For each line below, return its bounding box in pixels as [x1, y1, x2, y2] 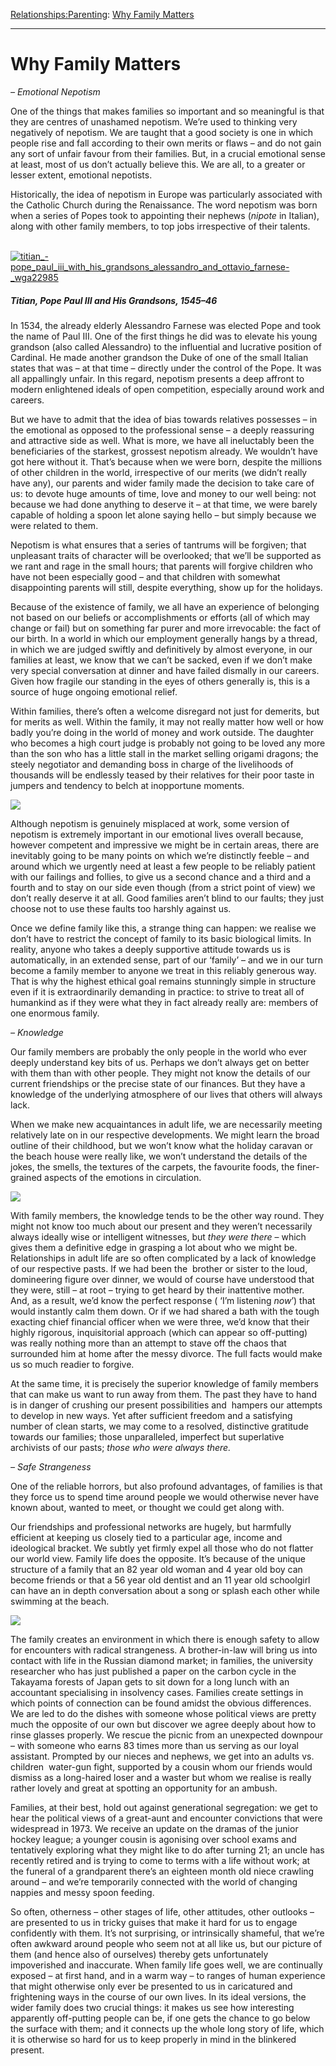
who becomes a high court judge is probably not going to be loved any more [10, 737, 326, 749]
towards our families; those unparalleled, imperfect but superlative [10, 1430, 285, 1443]
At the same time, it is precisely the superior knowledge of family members [10, 1377, 319, 1389]
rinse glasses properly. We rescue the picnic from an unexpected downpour [10, 1729, 323, 1741]
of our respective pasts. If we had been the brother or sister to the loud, [10, 1262, 308, 1274]
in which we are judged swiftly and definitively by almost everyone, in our [10, 643, 313, 655]
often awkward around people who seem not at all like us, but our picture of [10, 1937, 323, 1949]
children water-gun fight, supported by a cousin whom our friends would [10, 1760, 313, 1773]
